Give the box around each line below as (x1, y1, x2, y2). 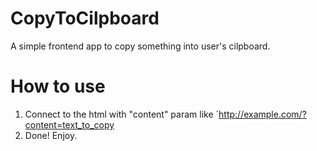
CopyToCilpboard (10, 7, 160, 30)
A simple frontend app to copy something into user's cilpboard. (10, 40, 271, 52)
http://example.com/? (218, 108, 307, 120)
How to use (10, 75, 106, 98)
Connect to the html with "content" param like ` (24, 108, 220, 120)
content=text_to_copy (24, 118, 115, 131)
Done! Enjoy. (24, 129, 78, 141)
